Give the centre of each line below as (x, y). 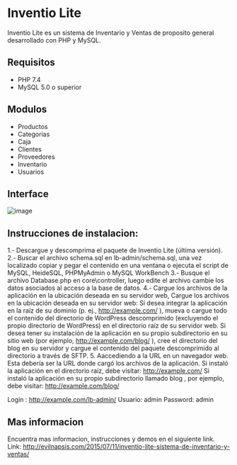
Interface (28, 194)
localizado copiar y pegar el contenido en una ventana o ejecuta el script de (118, 265)
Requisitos (31, 63)
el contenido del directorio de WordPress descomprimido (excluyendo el (113, 318)
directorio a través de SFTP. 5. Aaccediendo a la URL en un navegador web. (118, 356)
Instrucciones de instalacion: (73, 233)
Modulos (27, 110)
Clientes (30, 149)
